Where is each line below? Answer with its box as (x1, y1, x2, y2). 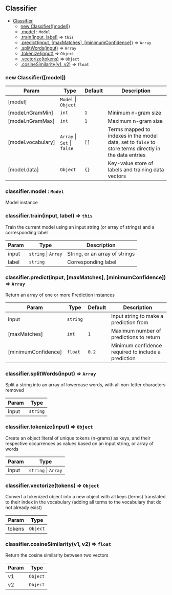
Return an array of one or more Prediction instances (5, 292, 115, 298)
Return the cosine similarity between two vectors (5, 552, 109, 558)
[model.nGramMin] (8, 109, 54, 117)
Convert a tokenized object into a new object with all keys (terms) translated (5, 493, 166, 499)
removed (5, 387, 24, 393)
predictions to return (111, 334, 160, 341)
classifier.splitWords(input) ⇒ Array (5, 370, 96, 377)
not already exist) (5, 504, 42, 511)
